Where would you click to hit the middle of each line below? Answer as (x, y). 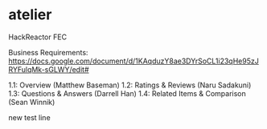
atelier (30, 15)
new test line (29, 117)
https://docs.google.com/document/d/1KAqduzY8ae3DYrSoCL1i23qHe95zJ (133, 61)
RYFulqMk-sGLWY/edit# (49, 69)
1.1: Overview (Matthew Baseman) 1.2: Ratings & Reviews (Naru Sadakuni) (130, 85)
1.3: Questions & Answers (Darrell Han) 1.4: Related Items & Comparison (127, 93)
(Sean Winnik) (32, 102)
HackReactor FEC (37, 37)
